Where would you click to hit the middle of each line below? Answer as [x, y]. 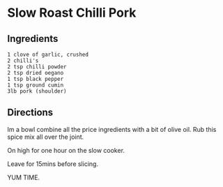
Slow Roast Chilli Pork [72, 13]
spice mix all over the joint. [46, 137]
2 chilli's [23, 61]
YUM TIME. [24, 177]
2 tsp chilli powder [37, 67]
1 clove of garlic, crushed [48, 54]
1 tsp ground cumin [36, 85]
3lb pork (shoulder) [37, 91]
